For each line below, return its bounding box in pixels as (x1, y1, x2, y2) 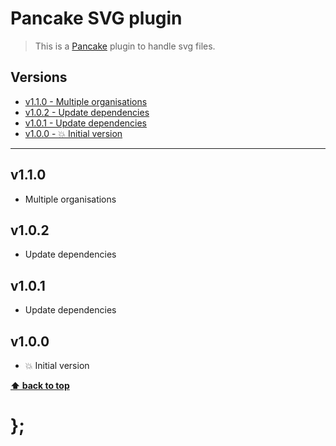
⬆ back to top (10, 380, 70, 391)
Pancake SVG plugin (10, 7, 183, 30)
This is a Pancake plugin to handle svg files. (34, 40, 216, 52)
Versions (10, 69, 68, 86)
